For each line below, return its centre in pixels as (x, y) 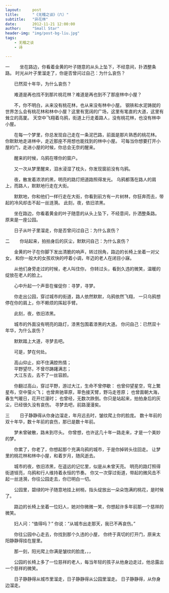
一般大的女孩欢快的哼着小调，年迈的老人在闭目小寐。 (79, 258)
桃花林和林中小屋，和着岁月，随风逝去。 (56, 456)
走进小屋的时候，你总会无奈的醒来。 (60, 147)
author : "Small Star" (32, 29)
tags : (11, 38)
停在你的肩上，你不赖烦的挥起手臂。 (43, 303)
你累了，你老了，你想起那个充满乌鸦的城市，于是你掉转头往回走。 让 (85, 449)
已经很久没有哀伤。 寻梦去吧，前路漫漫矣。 (59, 404)
